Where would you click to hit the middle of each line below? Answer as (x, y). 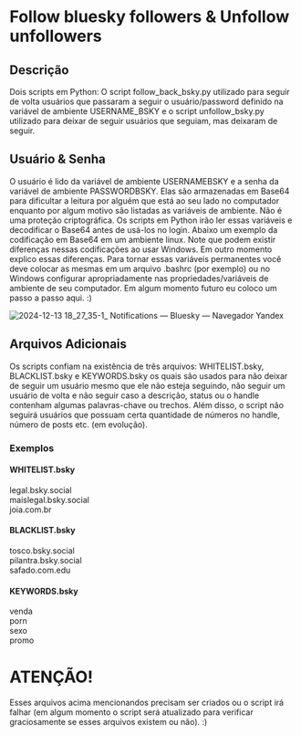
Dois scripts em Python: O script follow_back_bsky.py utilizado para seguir (150, 92)
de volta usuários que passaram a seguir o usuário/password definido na (147, 101)
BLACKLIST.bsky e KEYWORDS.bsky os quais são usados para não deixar (149, 375)
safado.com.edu (40, 570)
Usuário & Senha (58, 159)
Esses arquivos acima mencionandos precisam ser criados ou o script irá (147, 703)
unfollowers (56, 36)
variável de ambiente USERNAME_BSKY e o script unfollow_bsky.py (137, 111)
